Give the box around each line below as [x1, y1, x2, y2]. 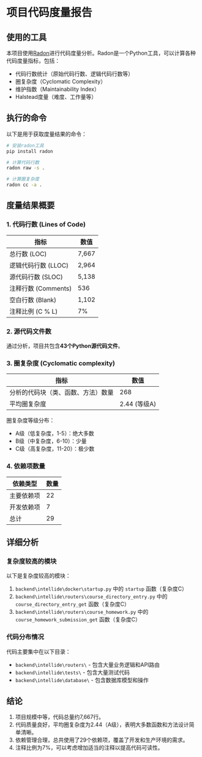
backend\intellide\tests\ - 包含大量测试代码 [15, 669, 130, 676]
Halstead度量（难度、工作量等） [15, 93, 97, 100]
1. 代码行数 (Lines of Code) [6, 220, 86, 229]
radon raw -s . [6, 165, 45, 171]
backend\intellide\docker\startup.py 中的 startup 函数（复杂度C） [15, 585, 188, 592]
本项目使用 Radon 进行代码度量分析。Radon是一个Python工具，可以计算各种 [6, 50, 196, 56]
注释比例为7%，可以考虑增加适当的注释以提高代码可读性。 [15, 744, 163, 751]
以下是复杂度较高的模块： [6, 572, 71, 580]
